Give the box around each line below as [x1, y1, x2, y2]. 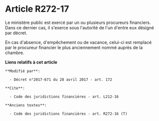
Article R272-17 [5, 3, 69, 15]
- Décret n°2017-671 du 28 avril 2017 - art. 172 [9, 77, 112, 82]
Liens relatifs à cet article [5, 59, 58, 65]
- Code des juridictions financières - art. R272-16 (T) [9, 111, 128, 116]
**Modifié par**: [5, 68, 40, 74]
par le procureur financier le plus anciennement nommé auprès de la [5, 44, 143, 50]
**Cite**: [5, 85, 25, 91]
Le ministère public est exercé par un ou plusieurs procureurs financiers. [5, 20, 151, 25]
